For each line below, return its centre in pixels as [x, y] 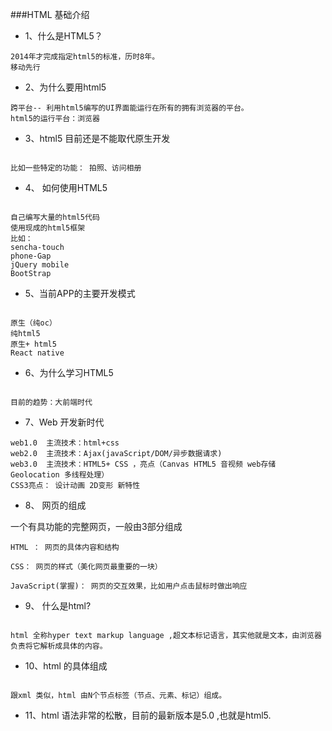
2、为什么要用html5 [65, 87]
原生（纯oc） [33, 323]
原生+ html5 [33, 344]
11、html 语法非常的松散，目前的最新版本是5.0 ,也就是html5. [148, 715]
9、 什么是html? [58, 606]
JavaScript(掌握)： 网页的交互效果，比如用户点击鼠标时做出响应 [129, 586]
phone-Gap [31, 256]
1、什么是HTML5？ [63, 36]
